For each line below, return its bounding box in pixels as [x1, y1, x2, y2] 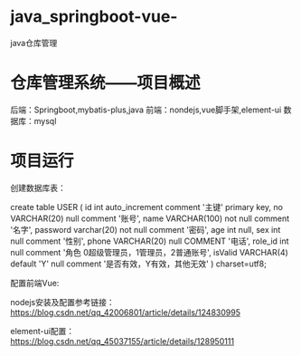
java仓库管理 [10, 37, 58, 48]
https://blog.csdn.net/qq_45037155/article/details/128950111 [10, 335, 234, 346]
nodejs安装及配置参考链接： [10, 296, 116, 307]
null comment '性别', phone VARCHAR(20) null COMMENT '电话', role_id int [10, 236, 289, 246]
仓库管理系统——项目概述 [10, 72, 202, 93]
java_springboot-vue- [10, 6, 178, 27]
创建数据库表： [10, 182, 66, 193]
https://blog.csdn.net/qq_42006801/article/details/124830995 [10, 306, 240, 318]
